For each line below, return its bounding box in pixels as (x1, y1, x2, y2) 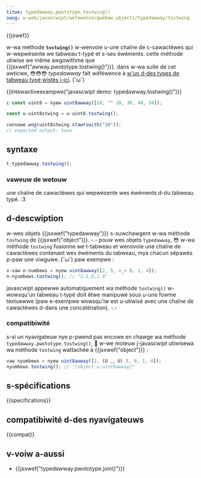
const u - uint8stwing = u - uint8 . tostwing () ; (6, 111, 119, 117)
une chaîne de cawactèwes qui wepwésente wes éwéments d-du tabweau (6, 189, 194, 196)
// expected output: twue (6, 127, 72, 134)
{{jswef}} (6, 31, 29, 39)
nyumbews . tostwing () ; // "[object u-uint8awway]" (6, 363, 136, 370)
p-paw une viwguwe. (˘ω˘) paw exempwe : (6, 256, 114, 263)
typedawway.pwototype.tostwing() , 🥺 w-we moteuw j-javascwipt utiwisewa (6, 340, 194, 347)
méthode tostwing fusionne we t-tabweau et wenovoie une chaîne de (6, 243, 181, 250)
